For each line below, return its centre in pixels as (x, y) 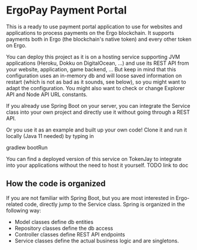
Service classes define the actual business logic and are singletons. (97, 241)
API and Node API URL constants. (47, 94)
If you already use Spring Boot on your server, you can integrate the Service (98, 106)
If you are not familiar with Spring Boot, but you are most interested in (90, 198)
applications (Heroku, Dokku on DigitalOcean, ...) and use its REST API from (98, 63)
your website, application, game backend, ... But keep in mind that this (91, 69)
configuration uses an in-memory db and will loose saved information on (94, 75)
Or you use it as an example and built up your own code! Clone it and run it (96, 130)
